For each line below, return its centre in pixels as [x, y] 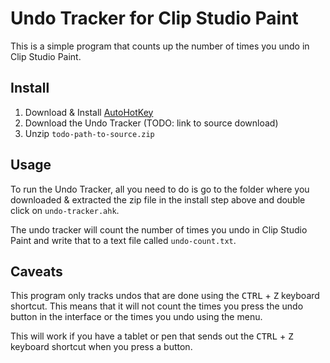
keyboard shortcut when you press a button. [101, 347]
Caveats [36, 271]
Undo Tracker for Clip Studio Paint [154, 18]
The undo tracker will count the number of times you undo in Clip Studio [159, 229]
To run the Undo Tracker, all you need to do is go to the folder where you [160, 189]
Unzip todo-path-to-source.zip [89, 133]
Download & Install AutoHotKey [89, 112]
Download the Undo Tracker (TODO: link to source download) [151, 123]
